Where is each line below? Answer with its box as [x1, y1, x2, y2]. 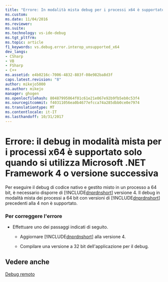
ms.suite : [5, 26, 26, 31]
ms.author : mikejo [5, 86, 43, 91]
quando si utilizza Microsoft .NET [5, 157, 146, 168]
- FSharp [5, 63, 23, 68]
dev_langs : [5, 49, 28, 54]
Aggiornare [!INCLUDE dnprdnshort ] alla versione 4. [19, 233, 126, 239]
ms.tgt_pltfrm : [5, 35, 37, 40]
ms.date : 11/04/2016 [5, 16, 48, 21]
